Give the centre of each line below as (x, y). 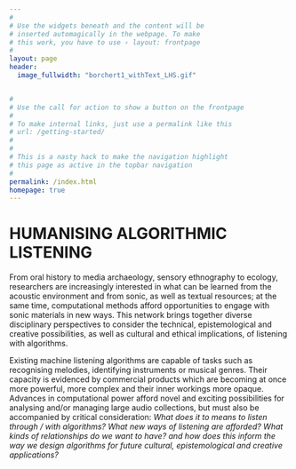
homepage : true (37, 190)
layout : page (33, 59)
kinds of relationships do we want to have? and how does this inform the (143, 436)
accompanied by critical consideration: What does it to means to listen (139, 417)
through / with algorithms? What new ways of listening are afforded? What (146, 426)
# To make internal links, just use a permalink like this (121, 124)
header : (24, 68)
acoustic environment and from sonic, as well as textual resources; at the (143, 296)
